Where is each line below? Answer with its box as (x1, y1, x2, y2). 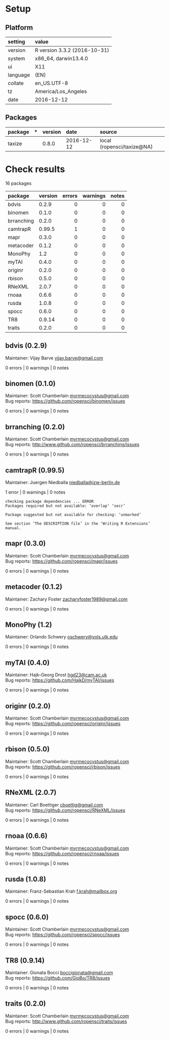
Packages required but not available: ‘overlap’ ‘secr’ (5, 503, 125, 508)
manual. (5, 526, 22, 531)
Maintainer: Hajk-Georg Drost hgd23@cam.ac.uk (5, 672, 107, 678)
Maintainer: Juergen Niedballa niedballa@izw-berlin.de (5, 479, 120, 485)
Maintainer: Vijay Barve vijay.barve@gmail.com (5, 355, 103, 361)
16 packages (5, 180, 32, 186)
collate (8, 79, 24, 87)
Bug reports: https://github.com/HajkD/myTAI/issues (5, 677, 115, 684)
